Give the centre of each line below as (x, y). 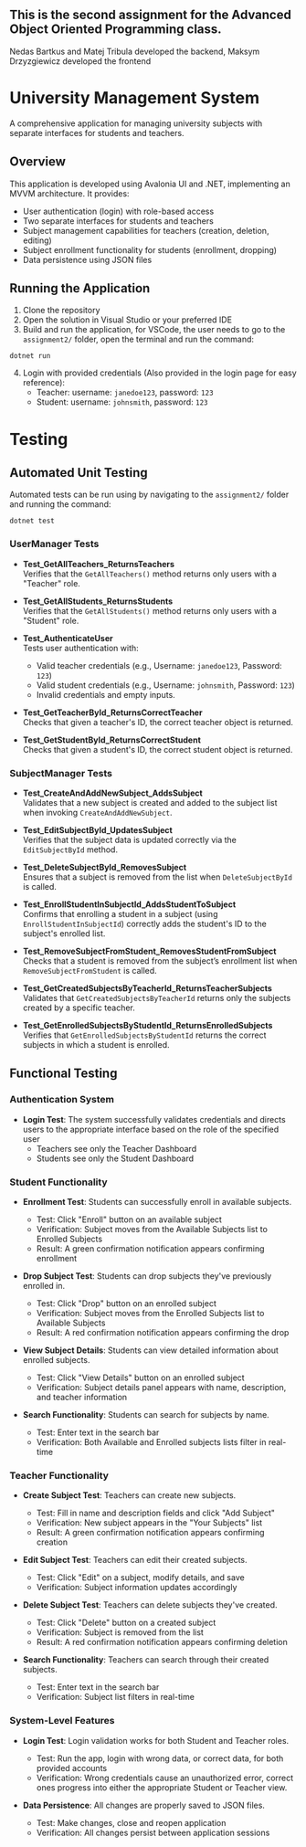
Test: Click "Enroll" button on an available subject (129, 1219)
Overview (38, 162)
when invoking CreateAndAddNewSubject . (97, 812)
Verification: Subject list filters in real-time (115, 1697)
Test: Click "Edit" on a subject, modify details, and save (140, 1578)
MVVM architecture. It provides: (69, 193)
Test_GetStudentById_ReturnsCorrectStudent (111, 740)
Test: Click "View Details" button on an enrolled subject (140, 1377)
